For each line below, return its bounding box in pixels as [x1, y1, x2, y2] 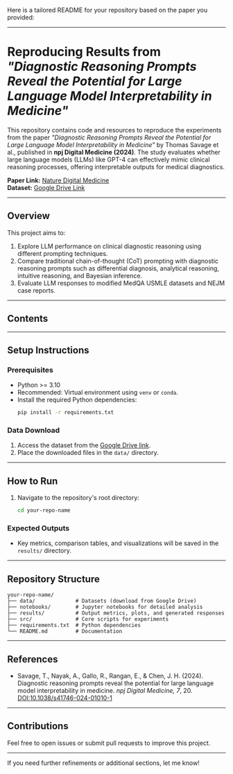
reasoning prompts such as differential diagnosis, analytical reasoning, [17, 264, 220, 273]
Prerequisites [7, 365, 53, 375]
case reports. [17, 286, 55, 294]
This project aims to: [7, 228, 66, 237]
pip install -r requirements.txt [17, 409, 114, 416]
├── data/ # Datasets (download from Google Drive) [7, 598, 197, 605]
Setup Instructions [7, 344, 89, 356]
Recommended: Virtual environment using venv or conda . [17, 388, 179, 397]
